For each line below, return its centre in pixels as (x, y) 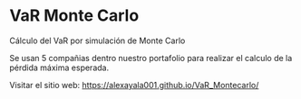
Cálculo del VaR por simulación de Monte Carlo (97, 40)
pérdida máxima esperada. (59, 67)
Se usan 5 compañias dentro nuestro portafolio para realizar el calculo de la (151, 58)
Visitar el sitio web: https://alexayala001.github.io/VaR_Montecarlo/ (134, 85)
